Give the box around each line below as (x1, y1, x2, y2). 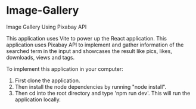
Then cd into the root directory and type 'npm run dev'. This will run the (14, 89, 191, 96)
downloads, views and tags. (6, 54, 75, 61)
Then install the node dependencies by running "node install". (14, 83, 167, 90)
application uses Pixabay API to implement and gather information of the (6, 41, 184, 48)
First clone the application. (14, 77, 80, 84)
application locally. (14, 96, 61, 103)
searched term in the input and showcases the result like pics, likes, (6, 47, 173, 54)
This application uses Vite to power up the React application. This (6, 35, 167, 42)
